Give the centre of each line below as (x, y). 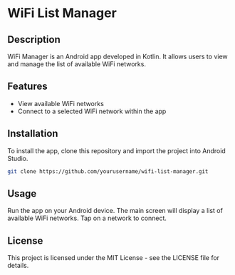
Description (34, 40)
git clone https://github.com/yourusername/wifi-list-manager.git (108, 171)
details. (18, 266)
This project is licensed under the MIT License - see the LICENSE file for (113, 258)
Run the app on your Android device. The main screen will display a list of (115, 211)
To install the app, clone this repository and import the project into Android (116, 150)
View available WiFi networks (61, 103)
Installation (33, 134)
